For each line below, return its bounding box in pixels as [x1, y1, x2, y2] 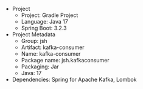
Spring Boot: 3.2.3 [21, 24, 67, 31]
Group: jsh [21, 38, 47, 44]
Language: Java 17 [21, 18, 68, 25]
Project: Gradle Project [21, 12, 78, 19]
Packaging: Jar [21, 63, 59, 70]
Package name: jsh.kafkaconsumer [21, 57, 110, 64]
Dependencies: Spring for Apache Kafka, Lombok [12, 76, 137, 83]
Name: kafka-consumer [21, 50, 81, 57]
